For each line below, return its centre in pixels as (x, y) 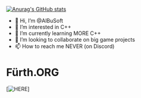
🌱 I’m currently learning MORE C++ (58, 33)
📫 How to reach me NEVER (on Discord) (65, 46)
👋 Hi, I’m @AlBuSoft (39, 20)
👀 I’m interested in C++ (43, 27)
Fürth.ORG (33, 73)
